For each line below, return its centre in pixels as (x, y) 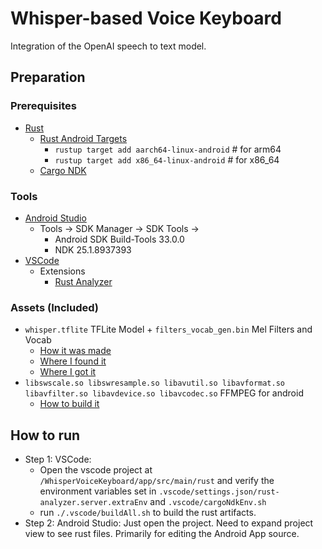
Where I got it (68, 372)
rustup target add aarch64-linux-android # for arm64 (168, 149)
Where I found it (73, 361)
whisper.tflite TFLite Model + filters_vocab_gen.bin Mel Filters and (168, 329)
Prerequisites (43, 106)
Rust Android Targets (83, 138)
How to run (45, 435)
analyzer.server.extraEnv (93, 503)
